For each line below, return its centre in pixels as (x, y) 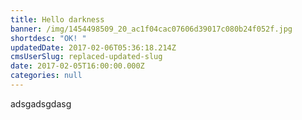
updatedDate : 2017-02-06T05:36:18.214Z (93, 47)
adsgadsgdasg (41, 103)
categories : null (46, 76)
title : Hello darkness (57, 19)
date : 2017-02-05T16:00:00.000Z (77, 66)
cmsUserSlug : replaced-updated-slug (86, 57)
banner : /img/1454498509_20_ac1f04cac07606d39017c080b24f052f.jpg (151, 29)
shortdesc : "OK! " (48, 38)
